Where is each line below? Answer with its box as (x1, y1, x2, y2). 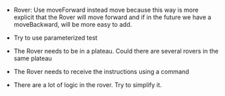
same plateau (13, 54, 53, 62)
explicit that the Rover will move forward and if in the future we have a (13, 13, 211, 21)
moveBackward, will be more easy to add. (13, 21, 132, 28)
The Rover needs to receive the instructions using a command (13, 68, 190, 75)
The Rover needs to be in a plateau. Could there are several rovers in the (13, 47, 219, 55)
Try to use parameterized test (13, 34, 98, 42)
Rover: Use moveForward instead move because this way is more (13, 6, 199, 14)
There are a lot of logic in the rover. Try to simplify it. (13, 81, 163, 88)
